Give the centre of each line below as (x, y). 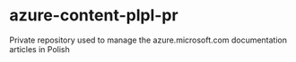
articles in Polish (39, 49)
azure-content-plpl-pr (94, 15)
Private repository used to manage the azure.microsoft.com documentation (148, 40)
